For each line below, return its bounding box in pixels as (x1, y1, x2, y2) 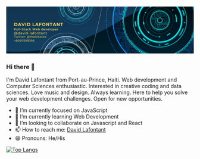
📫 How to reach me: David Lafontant (14, 126, 106, 133)
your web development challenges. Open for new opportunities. (6, 95, 162, 102)
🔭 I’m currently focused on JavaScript (14, 107, 108, 114)
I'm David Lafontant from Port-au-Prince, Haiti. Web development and (6, 76, 177, 83)
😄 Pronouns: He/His (14, 135, 65, 142)
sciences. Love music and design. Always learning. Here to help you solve (6, 89, 188, 96)
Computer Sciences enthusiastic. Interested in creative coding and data (6, 83, 182, 90)
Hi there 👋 (6, 63, 36, 71)
